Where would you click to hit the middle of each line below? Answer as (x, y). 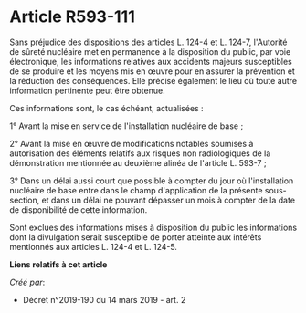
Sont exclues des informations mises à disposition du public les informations (153, 227)
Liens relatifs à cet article (58, 264)
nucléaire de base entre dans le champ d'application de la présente (136, 190)
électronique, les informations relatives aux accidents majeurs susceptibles (151, 61)
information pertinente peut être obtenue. (88, 90)
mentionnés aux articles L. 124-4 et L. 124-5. (94, 246)
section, (25, 200)
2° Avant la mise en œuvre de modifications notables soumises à (132, 143)
